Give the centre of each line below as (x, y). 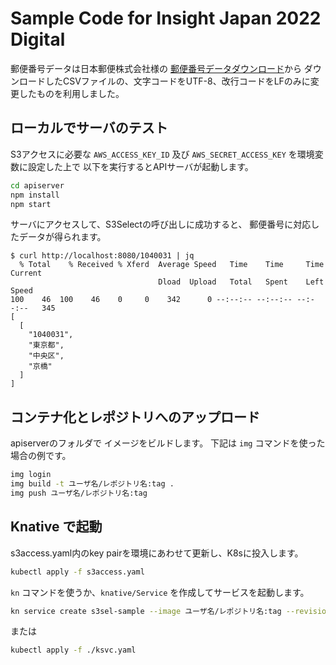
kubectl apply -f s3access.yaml (77, 572)
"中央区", (46, 356)
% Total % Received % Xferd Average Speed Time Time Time (172, 265)
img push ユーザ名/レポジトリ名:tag (79, 493)
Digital (38, 39)
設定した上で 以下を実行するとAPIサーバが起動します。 (140, 166)
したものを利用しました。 (71, 93)
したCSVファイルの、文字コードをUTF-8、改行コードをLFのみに (177, 81)
